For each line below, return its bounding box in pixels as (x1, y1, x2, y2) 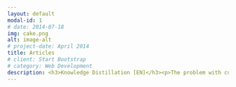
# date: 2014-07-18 (7, 23, 65, 30)
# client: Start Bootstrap (7, 56, 86, 63)
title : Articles (7, 50, 55, 57)
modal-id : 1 (7, 17, 42, 24)
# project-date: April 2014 (7, 43, 90, 50)
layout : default (7, 10, 55, 18)
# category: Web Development (7, 62, 93, 69)
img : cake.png (7, 29, 49, 37)
